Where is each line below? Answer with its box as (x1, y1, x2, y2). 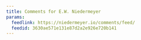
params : (6, 14, 25, 20)
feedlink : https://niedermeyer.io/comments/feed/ (11, 19, 135, 25)
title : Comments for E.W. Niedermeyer (6, 8, 101, 15)
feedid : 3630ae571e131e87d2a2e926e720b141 (11, 25, 117, 31)
